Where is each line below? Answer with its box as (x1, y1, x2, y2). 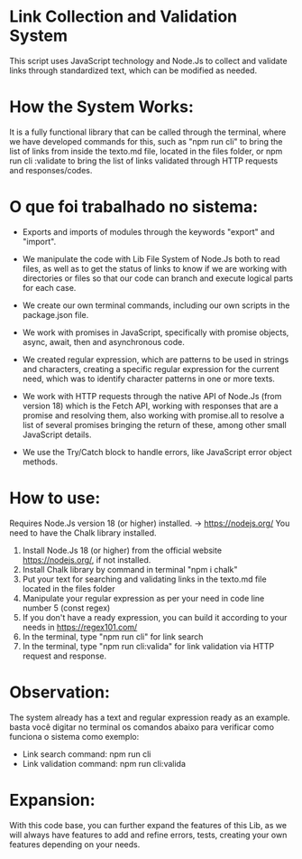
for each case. (22, 282, 77, 293)
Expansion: (9, 789, 96, 810)
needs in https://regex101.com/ (22, 621, 138, 632)
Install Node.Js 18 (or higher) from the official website (22, 545, 223, 556)
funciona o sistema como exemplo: (9, 731, 140, 742)
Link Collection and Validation (9, 6, 238, 27)
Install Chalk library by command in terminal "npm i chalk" (22, 564, 238, 574)
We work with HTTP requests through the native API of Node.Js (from (22, 390, 282, 401)
